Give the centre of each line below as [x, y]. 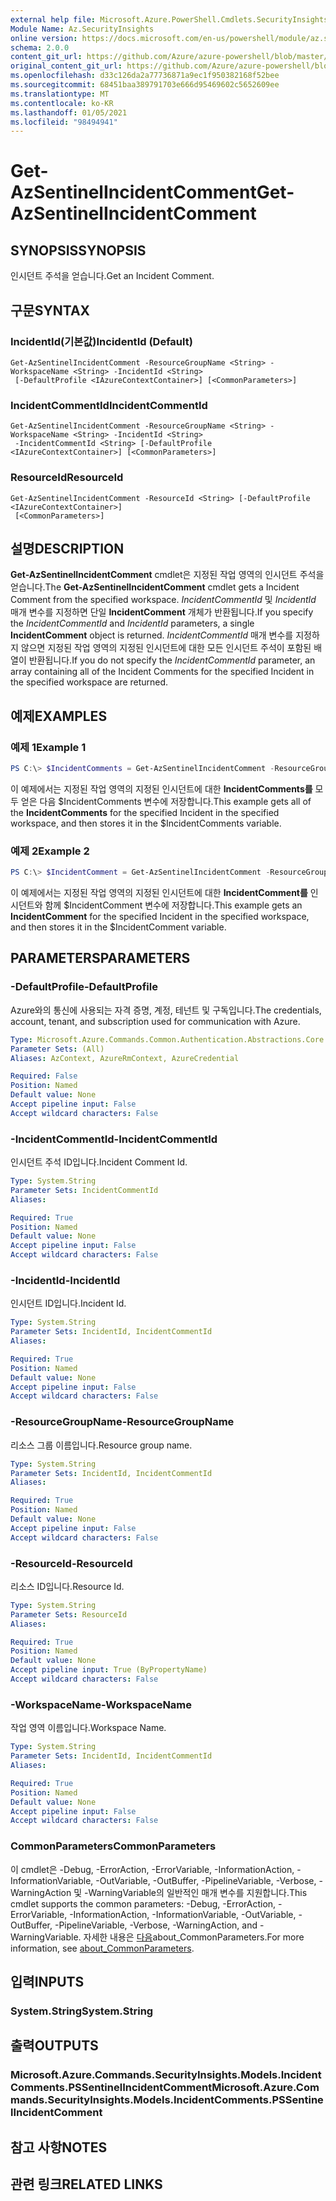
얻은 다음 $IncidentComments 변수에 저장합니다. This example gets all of [166, 801]
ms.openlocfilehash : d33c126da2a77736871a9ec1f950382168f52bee [145, 76]
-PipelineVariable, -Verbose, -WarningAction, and [156, 1925]
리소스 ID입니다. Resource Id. [67, 1586]
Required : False [44, 1076]
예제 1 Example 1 [48, 747]
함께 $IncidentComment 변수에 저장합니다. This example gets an [173, 905]
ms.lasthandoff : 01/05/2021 [69, 112]
